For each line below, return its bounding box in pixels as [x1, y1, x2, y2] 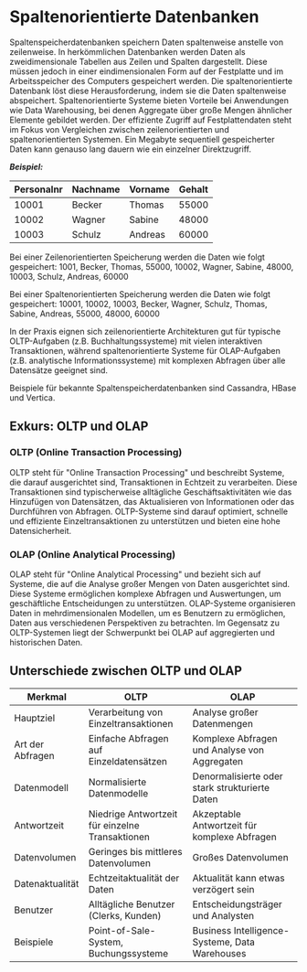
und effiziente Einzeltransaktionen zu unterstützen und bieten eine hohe [9, 515, 281, 527]
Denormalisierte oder [192, 770, 283, 783]
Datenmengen [192, 717, 254, 730]
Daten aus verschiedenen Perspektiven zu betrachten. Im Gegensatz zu [9, 617, 281, 628]
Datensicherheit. [9, 525, 71, 536]
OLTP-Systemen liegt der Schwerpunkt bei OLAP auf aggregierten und [9, 626, 276, 637]
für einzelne [88, 818, 140, 831]
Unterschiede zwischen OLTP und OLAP [9, 663, 242, 678]
